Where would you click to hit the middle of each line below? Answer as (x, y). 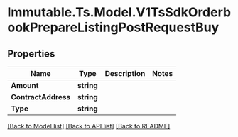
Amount (25, 86)
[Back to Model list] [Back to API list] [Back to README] (89, 126)
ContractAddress (41, 97)
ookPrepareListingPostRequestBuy (113, 27)
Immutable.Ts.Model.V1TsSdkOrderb (119, 12)
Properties (31, 54)
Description (125, 73)
